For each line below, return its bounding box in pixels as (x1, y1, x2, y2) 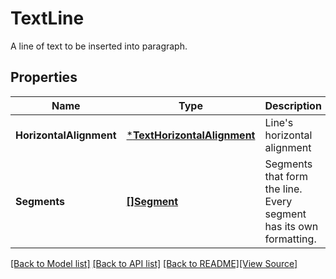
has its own (264, 219, 319, 233)
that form (264, 169, 308, 183)
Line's (264, 115, 294, 129)
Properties (10, 69, 78, 86)
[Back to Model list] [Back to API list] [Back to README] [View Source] (10, 257, 298, 269)
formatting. (264, 232, 317, 246)
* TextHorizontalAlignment (126, 128, 256, 142)
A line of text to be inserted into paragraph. (10, 40, 188, 52)
